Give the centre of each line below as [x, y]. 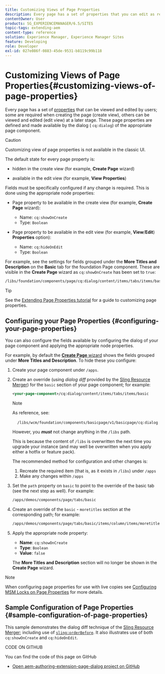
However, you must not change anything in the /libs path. [71, 432]
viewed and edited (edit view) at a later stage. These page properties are [79, 120]
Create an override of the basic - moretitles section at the [71, 509]
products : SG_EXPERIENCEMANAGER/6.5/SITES [49, 23]
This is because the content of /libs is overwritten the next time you [82, 441]
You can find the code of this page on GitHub [51, 657]
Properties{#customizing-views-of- [80, 85]
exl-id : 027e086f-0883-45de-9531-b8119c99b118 [54, 51]
